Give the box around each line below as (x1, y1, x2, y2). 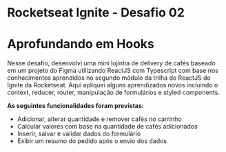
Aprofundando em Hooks (7, 36, 155, 52)
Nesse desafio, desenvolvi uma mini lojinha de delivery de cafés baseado (7, 59, 216, 67)
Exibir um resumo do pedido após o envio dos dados (17, 137, 167, 145)
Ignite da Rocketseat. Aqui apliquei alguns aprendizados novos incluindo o (7, 81, 218, 89)
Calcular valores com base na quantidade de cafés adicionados (17, 122, 198, 131)
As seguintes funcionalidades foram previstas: (7, 102, 145, 110)
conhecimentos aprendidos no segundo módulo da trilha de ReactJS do (7, 74, 212, 82)
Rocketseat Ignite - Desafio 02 (7, 5, 185, 21)
